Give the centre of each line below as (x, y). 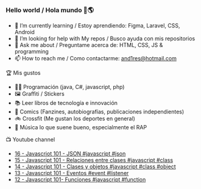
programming (32, 52)
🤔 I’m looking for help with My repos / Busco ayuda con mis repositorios (105, 38)
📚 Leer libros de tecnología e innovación (66, 103)
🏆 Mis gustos (23, 73)
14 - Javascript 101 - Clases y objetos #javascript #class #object (95, 166)
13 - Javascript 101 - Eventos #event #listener (72, 173)
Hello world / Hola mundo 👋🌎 (50, 10)
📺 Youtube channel (30, 140)
